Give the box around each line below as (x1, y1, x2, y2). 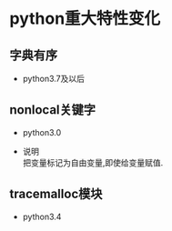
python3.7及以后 (22, 74, 85, 84)
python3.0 (22, 126, 62, 137)
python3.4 (22, 211, 62, 222)
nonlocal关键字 (9, 102, 96, 118)
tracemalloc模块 (9, 186, 103, 202)
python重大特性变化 (9, 8, 161, 29)
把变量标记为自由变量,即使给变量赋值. (22, 156, 164, 168)
